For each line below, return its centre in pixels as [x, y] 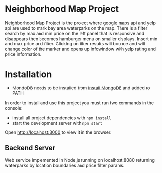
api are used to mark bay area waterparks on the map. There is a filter [76, 28]
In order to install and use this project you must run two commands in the [80, 103]
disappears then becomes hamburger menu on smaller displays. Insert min [81, 39]
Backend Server [30, 148]
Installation [29, 74]
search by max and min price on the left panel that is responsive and [75, 33]
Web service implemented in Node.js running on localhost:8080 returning [80, 160]
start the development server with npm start [57, 123]
